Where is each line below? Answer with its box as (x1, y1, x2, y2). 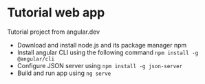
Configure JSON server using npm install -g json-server (17, 61, 183, 70)
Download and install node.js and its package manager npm (17, 41, 187, 49)
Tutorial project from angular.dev (7, 28, 100, 36)
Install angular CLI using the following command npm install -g (17, 48, 199, 56)
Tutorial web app (7, 5, 105, 21)
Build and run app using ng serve (17, 69, 111, 77)
